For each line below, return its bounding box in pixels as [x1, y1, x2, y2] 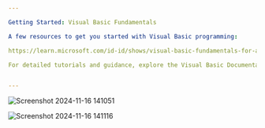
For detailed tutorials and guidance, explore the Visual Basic [8, 60, 224, 69]
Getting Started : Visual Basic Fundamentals [8, 18, 157, 26]
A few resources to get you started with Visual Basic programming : [8, 32, 238, 40]
